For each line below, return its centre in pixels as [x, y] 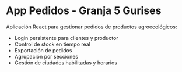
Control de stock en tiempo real [52, 44]
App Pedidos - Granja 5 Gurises [84, 11]
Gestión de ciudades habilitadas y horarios [66, 63]
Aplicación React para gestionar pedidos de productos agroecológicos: [92, 27]
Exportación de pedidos [43, 50]
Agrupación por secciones [46, 56]
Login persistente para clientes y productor [66, 38]
